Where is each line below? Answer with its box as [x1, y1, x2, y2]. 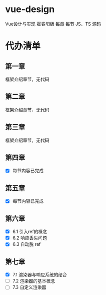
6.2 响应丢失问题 [12, 235, 47, 241]
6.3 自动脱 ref [12, 241, 41, 247]
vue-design [5, 4, 55, 15]
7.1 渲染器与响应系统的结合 [12, 272, 67, 278]
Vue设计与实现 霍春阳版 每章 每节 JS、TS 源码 [5, 21, 101, 27]
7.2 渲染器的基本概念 [12, 278, 55, 284]
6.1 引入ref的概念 [12, 229, 47, 235]
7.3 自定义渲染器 [12, 284, 47, 290]
